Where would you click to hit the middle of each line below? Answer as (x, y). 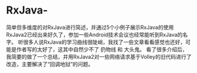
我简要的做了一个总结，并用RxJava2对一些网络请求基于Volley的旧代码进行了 (99, 57)
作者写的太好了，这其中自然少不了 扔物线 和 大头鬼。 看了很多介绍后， (102, 49)
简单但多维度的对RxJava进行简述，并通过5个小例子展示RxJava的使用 (90, 27)
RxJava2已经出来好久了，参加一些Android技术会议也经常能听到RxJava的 (94, 34)
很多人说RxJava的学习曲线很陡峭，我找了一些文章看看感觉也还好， (104, 42)
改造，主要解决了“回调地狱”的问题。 (50, 64)
